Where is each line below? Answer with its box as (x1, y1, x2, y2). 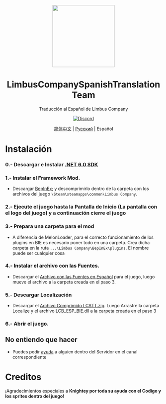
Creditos (5, 372, 42, 383)
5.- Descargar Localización (5, 291, 72, 298)
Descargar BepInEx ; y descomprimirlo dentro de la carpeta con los (12, 186, 149, 192)
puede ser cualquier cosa (12, 250, 65, 256)
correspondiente (12, 354, 47, 360)
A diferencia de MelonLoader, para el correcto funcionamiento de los (12, 234, 154, 240)
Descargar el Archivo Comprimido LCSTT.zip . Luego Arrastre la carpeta (12, 303, 160, 309)
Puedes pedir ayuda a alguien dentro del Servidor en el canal (12, 348, 138, 354)
